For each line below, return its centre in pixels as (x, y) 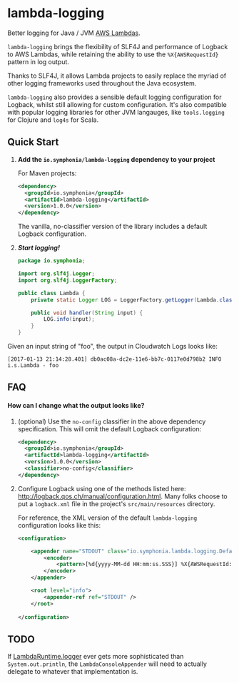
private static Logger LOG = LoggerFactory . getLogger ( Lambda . (125, 300)
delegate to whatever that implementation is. (73, 672)
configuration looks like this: (59, 525)
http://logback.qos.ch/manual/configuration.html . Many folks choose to (122, 496)
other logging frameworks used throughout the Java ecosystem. (102, 83)
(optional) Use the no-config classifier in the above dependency (112, 421)
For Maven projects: (47, 173)
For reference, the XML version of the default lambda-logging (107, 518)
